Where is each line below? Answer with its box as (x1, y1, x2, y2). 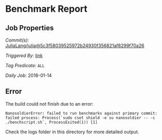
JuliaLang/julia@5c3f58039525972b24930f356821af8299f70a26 (5, 43, 145, 49)
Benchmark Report (5, 3, 87, 15)
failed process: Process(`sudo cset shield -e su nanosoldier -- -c (5, 115, 155, 121)
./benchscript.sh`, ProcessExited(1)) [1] (5, 119, 98, 125)
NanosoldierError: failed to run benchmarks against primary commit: (5, 111, 158, 116)
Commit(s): (5, 37, 29, 43)
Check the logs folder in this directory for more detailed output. (5, 129, 139, 135)
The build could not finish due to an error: (5, 101, 94, 107)
